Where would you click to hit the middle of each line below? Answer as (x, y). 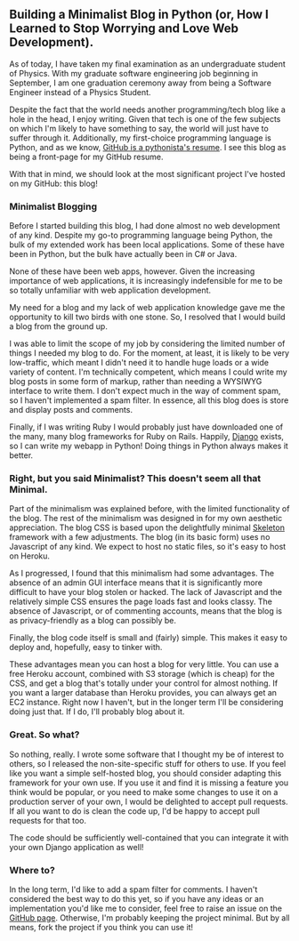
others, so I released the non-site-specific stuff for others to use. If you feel (148, 763)
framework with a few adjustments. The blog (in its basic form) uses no (140, 537)
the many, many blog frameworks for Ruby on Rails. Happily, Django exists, (147, 437)
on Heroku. (30, 556)
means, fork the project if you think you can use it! (101, 927)
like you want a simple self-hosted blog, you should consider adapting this (145, 773)
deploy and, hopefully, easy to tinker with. (86, 647)
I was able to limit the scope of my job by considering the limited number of (147, 344)
